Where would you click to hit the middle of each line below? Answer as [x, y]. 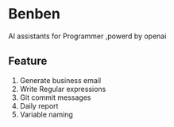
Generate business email [60, 80]
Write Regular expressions [63, 89]
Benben [35, 14]
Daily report [39, 105]
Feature [28, 61]
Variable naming [46, 114]
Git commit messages [55, 97]
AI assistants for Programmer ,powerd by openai [87, 36]
